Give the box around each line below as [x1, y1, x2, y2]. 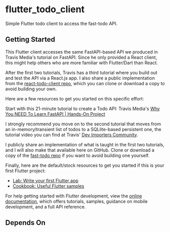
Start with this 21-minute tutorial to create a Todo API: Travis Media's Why [5, 106, 160, 112]
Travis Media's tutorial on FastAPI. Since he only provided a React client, [5, 54, 157, 60]
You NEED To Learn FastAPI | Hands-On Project [5, 111, 105, 117]
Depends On [5, 218, 46, 227]
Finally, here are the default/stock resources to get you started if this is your [5, 162, 164, 168]
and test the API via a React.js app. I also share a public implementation [5, 75, 155, 81]
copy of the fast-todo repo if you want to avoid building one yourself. [5, 152, 150, 159]
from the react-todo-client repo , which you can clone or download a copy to [5, 80, 165, 86]
